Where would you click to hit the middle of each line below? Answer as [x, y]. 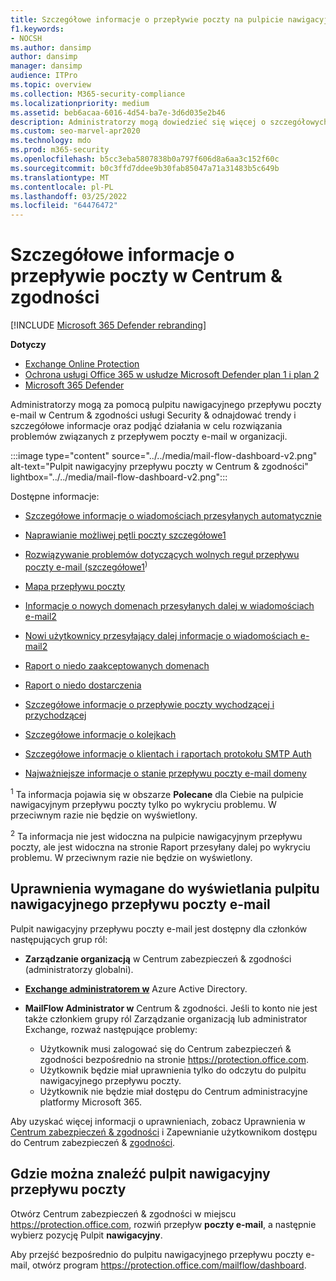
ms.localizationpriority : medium [80, 103]
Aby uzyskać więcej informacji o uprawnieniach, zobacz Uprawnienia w [158, 1121]
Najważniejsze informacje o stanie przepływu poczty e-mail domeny [165, 773]
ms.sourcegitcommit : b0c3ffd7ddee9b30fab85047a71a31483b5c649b [145, 168]
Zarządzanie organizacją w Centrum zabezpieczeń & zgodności [158, 958]
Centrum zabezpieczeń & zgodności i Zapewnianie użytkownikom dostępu [164, 1132]
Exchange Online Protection [82, 364]
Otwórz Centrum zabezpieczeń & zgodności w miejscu [123, 1213]
